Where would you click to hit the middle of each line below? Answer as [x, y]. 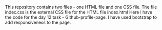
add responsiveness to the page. [38, 22]
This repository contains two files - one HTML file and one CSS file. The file [81, 7]
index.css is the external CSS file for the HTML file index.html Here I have [79, 12]
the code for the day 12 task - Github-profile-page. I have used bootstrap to [81, 17]
